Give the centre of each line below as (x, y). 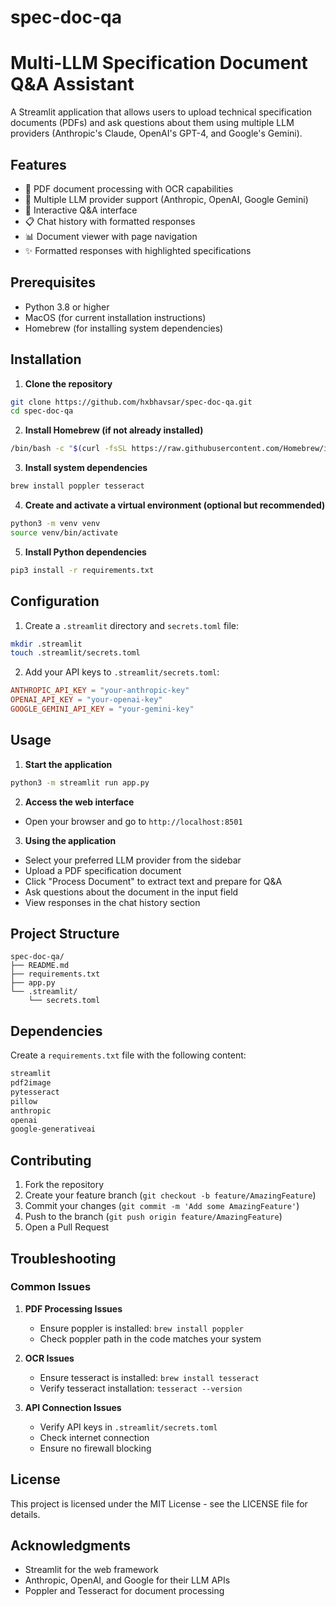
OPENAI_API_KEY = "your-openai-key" (86, 700)
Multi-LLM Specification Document (159, 63)
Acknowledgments (71, 1546)
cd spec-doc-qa (42, 411)
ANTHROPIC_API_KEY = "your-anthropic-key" (100, 691)
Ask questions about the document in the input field (131, 892)
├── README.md (40, 966)
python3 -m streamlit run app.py (80, 782)
